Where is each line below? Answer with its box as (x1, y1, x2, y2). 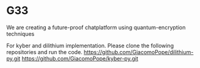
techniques (6, 30, 35, 37)
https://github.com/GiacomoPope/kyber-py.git (21, 55, 139, 62)
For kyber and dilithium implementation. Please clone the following (6, 42, 174, 49)
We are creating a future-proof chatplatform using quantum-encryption (6, 24, 186, 31)
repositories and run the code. (6, 48, 83, 55)
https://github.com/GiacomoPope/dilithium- (83, 48, 194, 55)
